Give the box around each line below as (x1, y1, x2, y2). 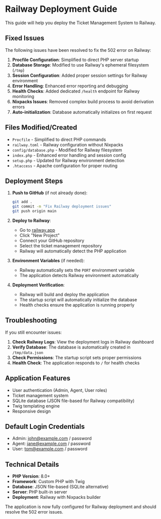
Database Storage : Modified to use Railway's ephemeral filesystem (12, 62, 149, 68)
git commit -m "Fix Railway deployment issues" (12, 204, 111, 209)
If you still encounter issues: (5, 329, 62, 335)
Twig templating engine (12, 403, 60, 409)
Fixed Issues (5, 34, 45, 42)
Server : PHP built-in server (12, 489, 67, 495)
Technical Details (5, 460, 59, 469)
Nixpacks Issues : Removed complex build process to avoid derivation (12, 99, 154, 104)
